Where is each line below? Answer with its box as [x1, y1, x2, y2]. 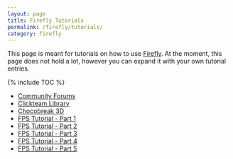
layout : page [7, 10, 46, 18]
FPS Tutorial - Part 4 [17, 137, 78, 146]
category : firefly [7, 30, 62, 37]
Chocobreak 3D [17, 107, 65, 115]
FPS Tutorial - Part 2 [17, 122, 77, 131]
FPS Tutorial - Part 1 [17, 114, 76, 123]
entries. [7, 64, 30, 73]
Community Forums [17, 92, 76, 100]
